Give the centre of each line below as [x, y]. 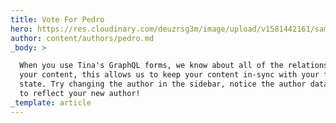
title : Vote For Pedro [57, 19]
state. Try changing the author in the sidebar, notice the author [163, 84]
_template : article [51, 102]
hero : [21, 29]
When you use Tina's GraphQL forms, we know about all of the [151, 66]
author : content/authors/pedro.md [82, 38]
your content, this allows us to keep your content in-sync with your [169, 75]
